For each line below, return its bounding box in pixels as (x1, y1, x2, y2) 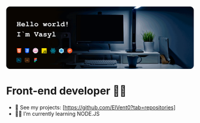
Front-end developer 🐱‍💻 (6, 84, 127, 98)
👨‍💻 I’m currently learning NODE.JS (14, 110, 100, 117)
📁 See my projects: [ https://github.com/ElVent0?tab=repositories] (14, 103, 176, 111)
